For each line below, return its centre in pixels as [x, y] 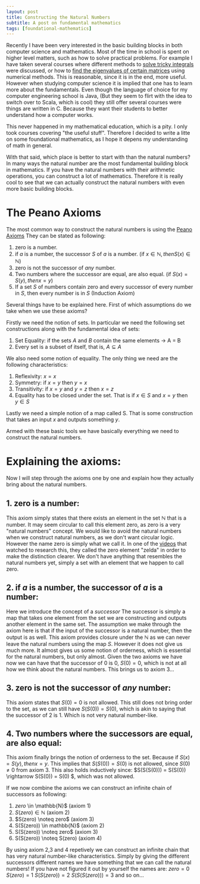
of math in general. [29, 146]
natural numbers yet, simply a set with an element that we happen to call [95, 562]
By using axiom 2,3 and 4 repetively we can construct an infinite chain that [98, 850]
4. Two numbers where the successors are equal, [100, 733]
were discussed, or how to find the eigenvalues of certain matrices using [96, 71]
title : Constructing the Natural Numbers [58, 17]
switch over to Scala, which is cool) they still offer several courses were [94, 103]
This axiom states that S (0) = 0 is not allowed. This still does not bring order [99, 702]
